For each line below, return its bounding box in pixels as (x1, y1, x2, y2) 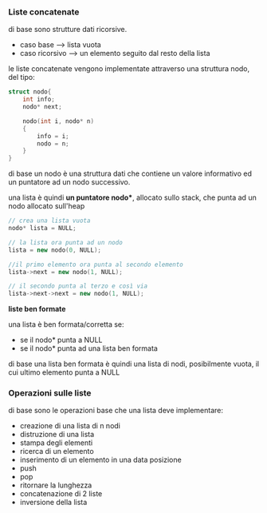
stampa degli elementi (19, 438, 93, 447)
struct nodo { (8, 88, 52, 96)
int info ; (22, 95, 56, 104)
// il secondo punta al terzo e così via (8, 282, 148, 290)
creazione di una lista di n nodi (19, 421, 121, 431)
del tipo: (8, 73, 36, 82)
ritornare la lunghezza (19, 480, 92, 490)
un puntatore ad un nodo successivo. (8, 177, 131, 187)
